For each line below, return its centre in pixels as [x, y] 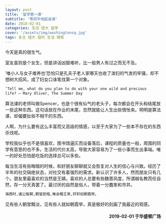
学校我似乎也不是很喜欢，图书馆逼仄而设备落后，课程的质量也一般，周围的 [81, 143]
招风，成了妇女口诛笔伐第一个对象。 [55, 79]
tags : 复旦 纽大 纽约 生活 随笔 [35, 38]
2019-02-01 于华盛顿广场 [135, 217]
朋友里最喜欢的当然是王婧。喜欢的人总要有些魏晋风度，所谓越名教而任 [85, 178]
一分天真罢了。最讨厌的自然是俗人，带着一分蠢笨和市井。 [76, 184]
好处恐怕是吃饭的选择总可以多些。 [48, 155]
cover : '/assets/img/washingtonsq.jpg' [46, 33]
